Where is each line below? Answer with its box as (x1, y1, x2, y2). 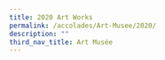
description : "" (9, 29, 69, 38)
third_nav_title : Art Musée (9, 37, 114, 47)
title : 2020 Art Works (9, 12, 93, 22)
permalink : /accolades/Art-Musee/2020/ (9, 21, 157, 30)
